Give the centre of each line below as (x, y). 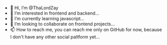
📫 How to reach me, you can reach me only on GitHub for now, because (86, 30)
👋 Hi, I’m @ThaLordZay (34, 8)
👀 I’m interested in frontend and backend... (55, 13)
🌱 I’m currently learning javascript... (47, 18)
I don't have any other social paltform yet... (55, 37)
